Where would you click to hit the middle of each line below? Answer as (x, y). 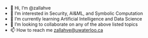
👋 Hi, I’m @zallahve (30, 8)
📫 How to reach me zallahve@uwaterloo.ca (57, 30)
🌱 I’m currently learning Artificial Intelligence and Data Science (76, 19)
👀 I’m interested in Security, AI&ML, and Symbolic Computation (77, 13)
